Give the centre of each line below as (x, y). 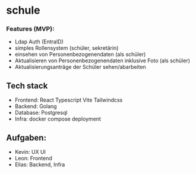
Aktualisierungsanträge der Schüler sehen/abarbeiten (80, 67)
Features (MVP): (30, 29)
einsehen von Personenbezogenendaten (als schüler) (80, 55)
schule (23, 10)
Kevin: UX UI (30, 152)
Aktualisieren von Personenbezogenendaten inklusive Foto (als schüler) (102, 61)
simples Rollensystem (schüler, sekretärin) (67, 48)
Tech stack (27, 86)
